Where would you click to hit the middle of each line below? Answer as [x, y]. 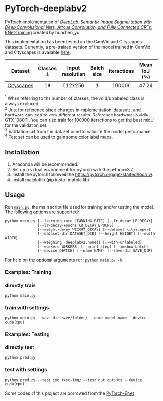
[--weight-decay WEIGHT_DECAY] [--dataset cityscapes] [94, 229]
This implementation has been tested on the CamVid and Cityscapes [73, 41]
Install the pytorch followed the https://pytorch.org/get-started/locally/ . [83, 174]
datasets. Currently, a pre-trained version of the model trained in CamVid [78, 47]
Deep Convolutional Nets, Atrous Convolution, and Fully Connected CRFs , [79, 27]
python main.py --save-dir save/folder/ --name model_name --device [76, 318]
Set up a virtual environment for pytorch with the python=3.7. [73, 169]
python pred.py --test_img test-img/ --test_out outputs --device [73, 380]
